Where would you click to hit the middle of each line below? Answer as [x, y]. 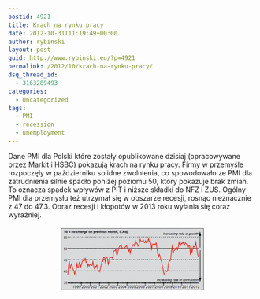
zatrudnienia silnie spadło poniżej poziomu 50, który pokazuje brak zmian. [128, 181]
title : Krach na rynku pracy [56, 25]
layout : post [30, 50]
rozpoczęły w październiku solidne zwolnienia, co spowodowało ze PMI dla [130, 172]
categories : [28, 91]
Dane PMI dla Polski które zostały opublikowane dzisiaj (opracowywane [124, 156]
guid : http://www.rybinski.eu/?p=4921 [72, 58]
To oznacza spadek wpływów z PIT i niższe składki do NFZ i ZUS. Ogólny [127, 190]
